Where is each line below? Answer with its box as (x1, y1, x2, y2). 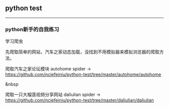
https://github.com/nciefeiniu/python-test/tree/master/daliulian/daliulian (5, 97, 154, 103)
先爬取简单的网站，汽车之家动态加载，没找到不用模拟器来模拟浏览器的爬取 (5, 49, 159, 55)
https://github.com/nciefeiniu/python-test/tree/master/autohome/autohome (5, 71, 161, 77)
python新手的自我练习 (5, 26, 59, 33)
